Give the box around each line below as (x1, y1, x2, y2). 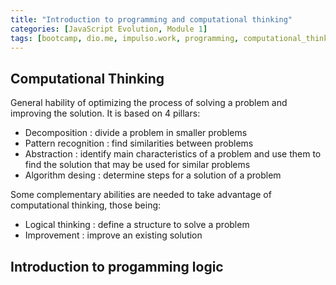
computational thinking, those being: (10, 199, 162, 211)
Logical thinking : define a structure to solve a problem (24, 219, 250, 231)
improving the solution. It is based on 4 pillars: (10, 107, 201, 120)
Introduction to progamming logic (10, 258, 224, 275)
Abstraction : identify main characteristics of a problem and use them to (24, 148, 322, 160)
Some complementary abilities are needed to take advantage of (10, 189, 272, 201)
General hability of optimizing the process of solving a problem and (10, 97, 288, 109)
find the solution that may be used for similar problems (24, 159, 251, 171)
